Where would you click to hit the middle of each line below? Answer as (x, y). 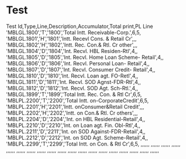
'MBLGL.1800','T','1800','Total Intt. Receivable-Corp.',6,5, (74, 32)
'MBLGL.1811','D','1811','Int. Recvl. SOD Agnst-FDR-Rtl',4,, (74, 82)
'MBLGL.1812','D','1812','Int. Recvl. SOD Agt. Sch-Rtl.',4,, (72, 88)
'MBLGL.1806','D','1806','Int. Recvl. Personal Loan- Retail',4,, (78, 63)
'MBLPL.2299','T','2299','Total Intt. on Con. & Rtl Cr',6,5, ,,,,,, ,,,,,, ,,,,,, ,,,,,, (93, 144)
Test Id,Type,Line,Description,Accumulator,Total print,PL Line (80, 26)
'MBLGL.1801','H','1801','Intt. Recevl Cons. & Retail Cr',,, (71, 38)
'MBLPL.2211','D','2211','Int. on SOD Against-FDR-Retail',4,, (76, 131)
